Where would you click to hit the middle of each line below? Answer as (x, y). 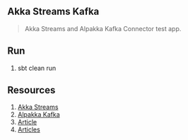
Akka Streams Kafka (53, 12)
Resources (31, 90)
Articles (29, 129)
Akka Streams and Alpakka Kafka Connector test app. (103, 28)
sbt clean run (37, 68)
